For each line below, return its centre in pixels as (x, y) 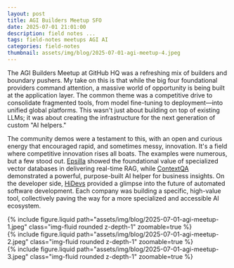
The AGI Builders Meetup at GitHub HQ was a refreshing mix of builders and (117, 73)
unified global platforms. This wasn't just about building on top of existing (113, 110)
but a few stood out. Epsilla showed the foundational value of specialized (113, 161)
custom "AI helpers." (37, 125)
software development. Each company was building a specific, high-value (114, 191)
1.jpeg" (17, 227)
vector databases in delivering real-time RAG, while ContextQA (98, 168)
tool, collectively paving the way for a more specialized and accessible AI (113, 198)
